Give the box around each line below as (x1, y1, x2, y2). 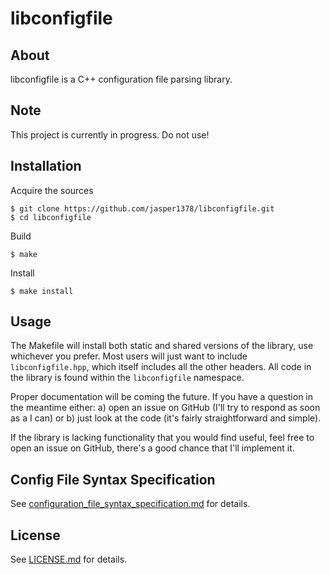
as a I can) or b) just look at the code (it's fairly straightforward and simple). (10, 412, 322, 424)
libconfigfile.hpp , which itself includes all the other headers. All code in (10, 361, 312, 373)
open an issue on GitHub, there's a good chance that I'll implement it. (10, 442, 295, 454)
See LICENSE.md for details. (10, 553, 128, 566)
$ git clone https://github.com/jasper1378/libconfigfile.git (10, 203, 275, 214)
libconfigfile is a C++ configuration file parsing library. (10, 73, 233, 85)
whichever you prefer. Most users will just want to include (10, 350, 248, 362)
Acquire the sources (10, 184, 94, 196)
